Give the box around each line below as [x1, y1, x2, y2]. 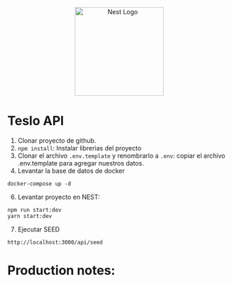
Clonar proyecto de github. [17, 136, 96, 145]
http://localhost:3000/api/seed [7, 239, 103, 246]
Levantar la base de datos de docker [17, 166, 126, 175]
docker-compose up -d [7, 180, 72, 188]
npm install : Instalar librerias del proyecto [17, 143, 142, 152]
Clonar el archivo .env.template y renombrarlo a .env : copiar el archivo [17, 151, 226, 160]
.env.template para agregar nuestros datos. [17, 158, 144, 167]
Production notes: [7, 263, 116, 278]
